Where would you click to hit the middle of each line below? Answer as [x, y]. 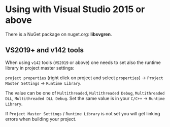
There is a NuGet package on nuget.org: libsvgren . [59, 34]
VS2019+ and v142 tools [44, 50]
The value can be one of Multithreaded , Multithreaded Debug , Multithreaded [85, 93]
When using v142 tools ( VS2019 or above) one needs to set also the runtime [83, 62]
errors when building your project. [41, 119]
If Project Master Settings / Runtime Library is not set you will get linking [83, 113]
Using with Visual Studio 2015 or [75, 9]
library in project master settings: [40, 68]
